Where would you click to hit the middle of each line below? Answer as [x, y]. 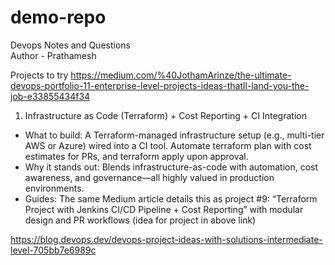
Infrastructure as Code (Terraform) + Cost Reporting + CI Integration [165, 115]
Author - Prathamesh [53, 55]
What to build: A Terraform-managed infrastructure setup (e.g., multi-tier [174, 135]
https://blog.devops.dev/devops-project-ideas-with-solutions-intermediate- [166, 239]
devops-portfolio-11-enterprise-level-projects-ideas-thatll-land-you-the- [160, 85]
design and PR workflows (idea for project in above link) [140, 220]
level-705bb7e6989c [53, 250]
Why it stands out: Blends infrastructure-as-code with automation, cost [171, 167]
